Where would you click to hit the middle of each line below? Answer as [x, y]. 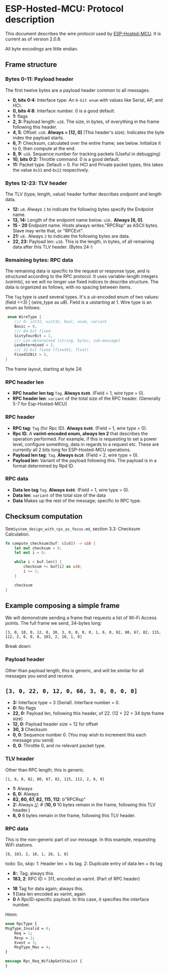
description [30, 19]
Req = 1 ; [23, 933]
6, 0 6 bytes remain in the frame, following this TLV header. [74, 815]
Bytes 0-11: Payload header [39, 79]
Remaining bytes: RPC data [39, 260]
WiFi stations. [19, 845]
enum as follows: [23, 308]
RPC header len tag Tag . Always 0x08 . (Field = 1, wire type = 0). [78, 393]
